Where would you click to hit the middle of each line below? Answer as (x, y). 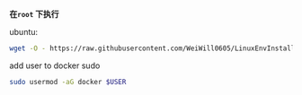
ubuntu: (24, 32)
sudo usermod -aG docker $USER (68, 82)
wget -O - (28, 48)
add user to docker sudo (55, 65)
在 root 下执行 (34, 14)
